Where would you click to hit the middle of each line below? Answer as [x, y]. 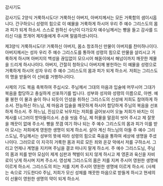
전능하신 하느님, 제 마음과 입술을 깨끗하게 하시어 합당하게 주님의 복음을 [82, 105]
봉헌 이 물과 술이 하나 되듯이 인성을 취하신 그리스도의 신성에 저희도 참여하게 [81, 99]
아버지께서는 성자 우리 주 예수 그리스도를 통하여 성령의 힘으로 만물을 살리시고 [78, 52]
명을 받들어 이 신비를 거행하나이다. [43, 77]
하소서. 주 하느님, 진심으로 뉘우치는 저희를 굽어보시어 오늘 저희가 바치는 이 [84, 112]
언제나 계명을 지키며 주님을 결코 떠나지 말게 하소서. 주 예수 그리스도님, [80, 148]
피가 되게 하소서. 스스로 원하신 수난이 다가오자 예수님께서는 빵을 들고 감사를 [81, 30]
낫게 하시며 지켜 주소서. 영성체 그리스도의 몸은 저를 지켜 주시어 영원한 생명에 [86, 160]
